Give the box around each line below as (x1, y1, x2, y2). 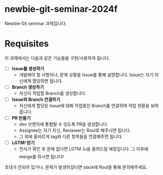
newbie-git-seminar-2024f (4, 3, 118, 15)
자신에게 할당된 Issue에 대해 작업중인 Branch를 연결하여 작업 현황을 (19, 103, 150, 109)
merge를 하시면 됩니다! (19, 154, 64, 160)
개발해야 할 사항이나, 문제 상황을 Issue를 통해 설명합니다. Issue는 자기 (19, 72, 154, 78)
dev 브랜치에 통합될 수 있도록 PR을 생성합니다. (19, 121, 109, 127)
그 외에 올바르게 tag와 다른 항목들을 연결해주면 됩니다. (19, 133, 123, 139)
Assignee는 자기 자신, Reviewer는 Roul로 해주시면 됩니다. (19, 128, 131, 133)
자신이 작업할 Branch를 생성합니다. (19, 90, 87, 96)
